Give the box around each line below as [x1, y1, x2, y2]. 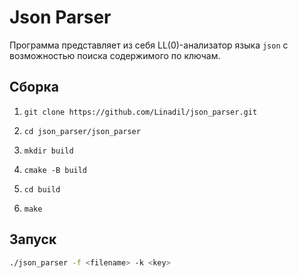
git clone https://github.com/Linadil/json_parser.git [23, 107, 258, 117]
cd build [23, 184, 61, 195]
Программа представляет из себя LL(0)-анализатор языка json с [9, 39, 289, 51]
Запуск [9, 231, 57, 248]
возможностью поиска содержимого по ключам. [9, 49, 221, 61]
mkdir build [23, 146, 74, 156]
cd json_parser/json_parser [23, 126, 141, 136]
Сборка [9, 79, 59, 96]
